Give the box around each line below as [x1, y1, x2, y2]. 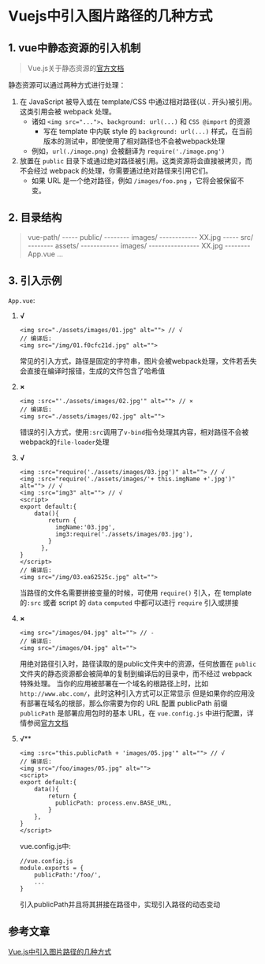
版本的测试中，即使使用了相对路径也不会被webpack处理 [43, 136, 226, 146]
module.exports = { [19, 864, 84, 872]
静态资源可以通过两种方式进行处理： [8, 80, 126, 89]
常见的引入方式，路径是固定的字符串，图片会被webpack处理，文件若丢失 [19, 356, 257, 365]
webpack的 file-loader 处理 [19, 437, 110, 447]
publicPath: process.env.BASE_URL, [54, 798, 172, 807]
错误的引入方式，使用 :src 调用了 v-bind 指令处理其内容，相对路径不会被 [19, 427, 249, 436]
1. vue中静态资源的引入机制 [8, 41, 141, 54]
